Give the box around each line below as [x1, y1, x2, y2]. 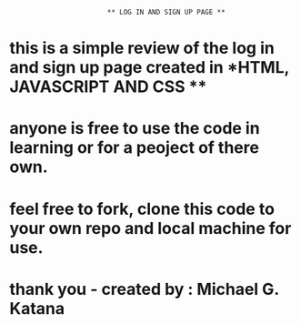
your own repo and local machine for [9, 218, 292, 238]
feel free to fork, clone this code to [9, 198, 276, 219]
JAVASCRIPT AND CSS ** [9, 76, 207, 97]
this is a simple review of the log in [9, 38, 275, 58]
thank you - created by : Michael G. [9, 278, 279, 299]
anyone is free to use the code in [9, 118, 261, 139]
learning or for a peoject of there [9, 137, 259, 158]
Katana [9, 298, 65, 319]
